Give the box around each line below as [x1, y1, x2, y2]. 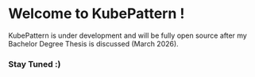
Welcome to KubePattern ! [8, 5, 185, 23]
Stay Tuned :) [8, 58, 61, 69]
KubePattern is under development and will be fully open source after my [8, 31, 248, 40]
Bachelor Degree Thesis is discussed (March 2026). [8, 38, 179, 48]
